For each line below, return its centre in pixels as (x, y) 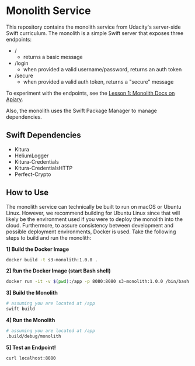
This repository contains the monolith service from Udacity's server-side (93, 27)
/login (21, 63)
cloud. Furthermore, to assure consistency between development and (90, 225)
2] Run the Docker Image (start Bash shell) (58, 271)
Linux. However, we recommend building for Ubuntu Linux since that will (93, 213)
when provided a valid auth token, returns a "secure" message (98, 82)
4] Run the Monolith (31, 320)
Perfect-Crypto (33, 174)
